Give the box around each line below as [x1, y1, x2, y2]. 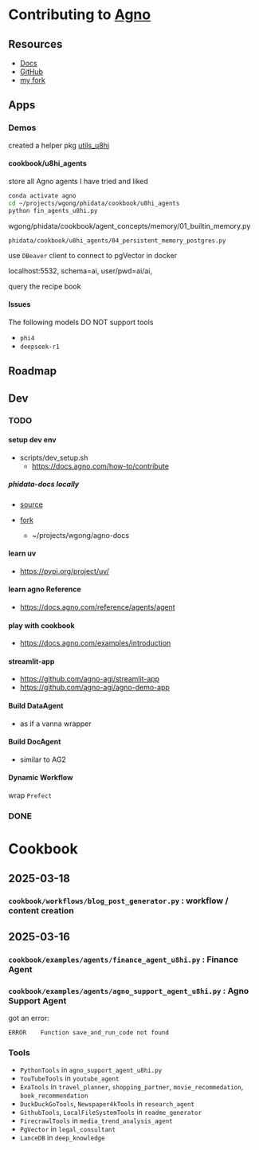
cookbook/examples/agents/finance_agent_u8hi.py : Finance [8, 954, 239, 965]
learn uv [8, 548, 37, 559]
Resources [8, 37, 63, 51]
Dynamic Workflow [8, 773, 73, 783]
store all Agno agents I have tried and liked [8, 176, 149, 186]
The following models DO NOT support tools [8, 317, 154, 327]
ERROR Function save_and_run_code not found [8, 1029, 170, 1037]
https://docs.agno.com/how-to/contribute [31, 461, 170, 471]
